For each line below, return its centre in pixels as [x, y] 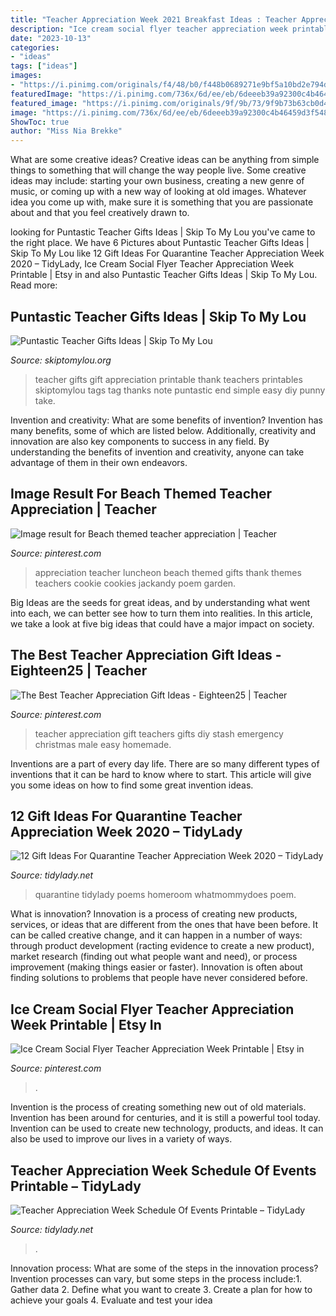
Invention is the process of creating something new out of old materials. [158, 1107]
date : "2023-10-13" [51, 38]
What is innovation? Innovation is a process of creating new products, [154, 914]
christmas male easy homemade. [103, 744]
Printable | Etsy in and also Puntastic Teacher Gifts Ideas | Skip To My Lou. [164, 275]
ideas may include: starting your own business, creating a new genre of [157, 181]
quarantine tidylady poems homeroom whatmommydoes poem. [165, 895]
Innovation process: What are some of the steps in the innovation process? [164, 1268]
